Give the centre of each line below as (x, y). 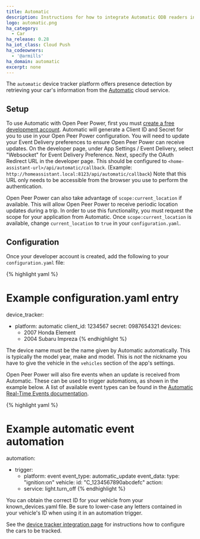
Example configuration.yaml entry (93, 298)
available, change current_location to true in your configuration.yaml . (93, 223)
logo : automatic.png (32, 23)
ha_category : (22, 28)
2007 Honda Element (50, 332)
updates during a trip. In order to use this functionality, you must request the (100, 211)
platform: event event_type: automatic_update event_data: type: (101, 476)
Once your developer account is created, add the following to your (87, 256)
